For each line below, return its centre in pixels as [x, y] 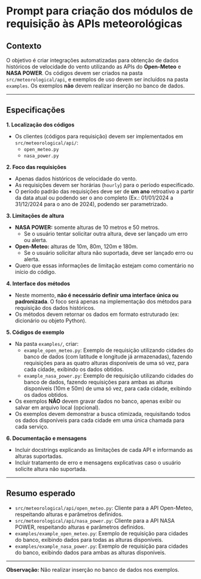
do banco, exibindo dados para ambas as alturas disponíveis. [90, 552]
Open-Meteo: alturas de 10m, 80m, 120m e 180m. [76, 246]
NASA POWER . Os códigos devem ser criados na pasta [74, 73]
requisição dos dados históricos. [55, 307]
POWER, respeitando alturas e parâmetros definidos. [80, 527]
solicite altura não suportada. [51, 469]
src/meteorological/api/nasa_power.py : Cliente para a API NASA [95, 520]
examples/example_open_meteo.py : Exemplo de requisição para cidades [101, 533]
